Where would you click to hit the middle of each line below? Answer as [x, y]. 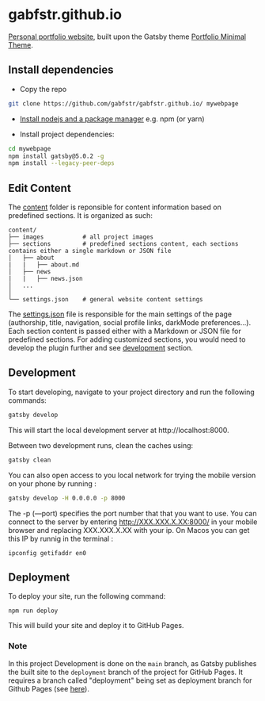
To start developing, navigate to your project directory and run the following [131, 392]
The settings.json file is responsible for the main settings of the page [120, 314]
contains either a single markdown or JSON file [90, 251]
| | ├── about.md [44, 265]
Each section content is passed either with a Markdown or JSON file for [125, 331]
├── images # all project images [81, 237]
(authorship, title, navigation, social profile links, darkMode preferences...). [130, 323]
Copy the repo [43, 89]
